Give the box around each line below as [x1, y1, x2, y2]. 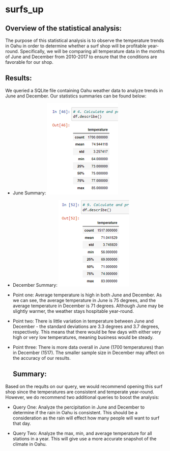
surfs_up [5, 4, 44, 15]
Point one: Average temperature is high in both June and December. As [12, 292, 162, 298]
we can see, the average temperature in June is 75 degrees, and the [12, 297, 156, 303]
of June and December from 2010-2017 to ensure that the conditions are [5, 54, 157, 60]
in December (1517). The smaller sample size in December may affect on [12, 349, 164, 356]
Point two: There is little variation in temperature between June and [12, 318, 154, 324]
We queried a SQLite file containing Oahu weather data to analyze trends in [5, 87, 163, 93]
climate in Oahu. [12, 441, 47, 447]
